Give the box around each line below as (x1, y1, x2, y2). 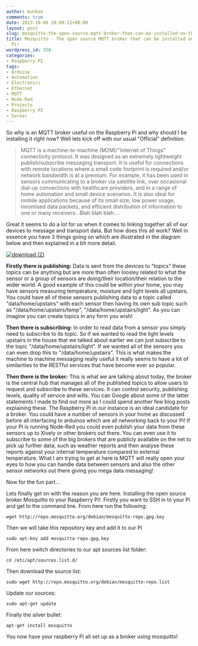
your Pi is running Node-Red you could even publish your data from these (6, 423, 185, 431)
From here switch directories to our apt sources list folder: (6, 546, 147, 553)
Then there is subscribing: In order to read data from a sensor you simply (6, 324, 186, 331)
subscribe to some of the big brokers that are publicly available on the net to (6, 436, 192, 443)
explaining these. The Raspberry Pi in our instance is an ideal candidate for (6, 405, 188, 412)
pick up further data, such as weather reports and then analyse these (6, 442, 174, 449)
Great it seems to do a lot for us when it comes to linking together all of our (6, 221, 188, 228)
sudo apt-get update (6, 601, 57, 607)
